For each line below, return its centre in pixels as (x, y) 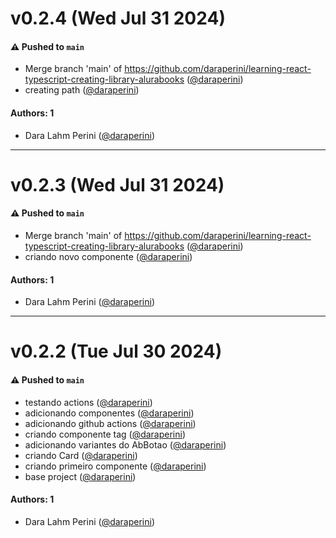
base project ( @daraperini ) (80, 476)
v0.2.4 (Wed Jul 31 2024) (118, 18)
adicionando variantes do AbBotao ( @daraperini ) (125, 444)
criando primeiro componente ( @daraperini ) (115, 466)
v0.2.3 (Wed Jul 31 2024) (117, 184)
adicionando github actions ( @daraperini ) (110, 423)
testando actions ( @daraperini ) (88, 402)
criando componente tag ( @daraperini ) (105, 434)
